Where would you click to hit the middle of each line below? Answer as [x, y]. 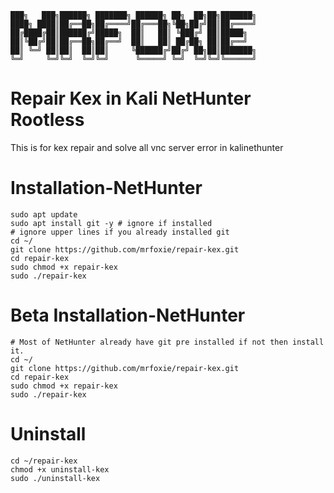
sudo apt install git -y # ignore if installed [111, 223]
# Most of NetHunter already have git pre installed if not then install [167, 342]
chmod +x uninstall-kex [60, 469]
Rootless [47, 120]
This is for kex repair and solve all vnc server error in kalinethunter [147, 147]
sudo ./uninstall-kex [55, 478]
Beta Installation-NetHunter [128, 315]
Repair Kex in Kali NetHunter [131, 98]
